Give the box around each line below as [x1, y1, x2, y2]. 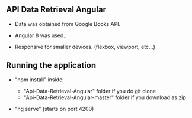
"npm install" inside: [14, 76, 64, 83]
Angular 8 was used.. [14, 32, 67, 39]
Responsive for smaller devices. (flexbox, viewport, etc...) [14, 43, 156, 50]
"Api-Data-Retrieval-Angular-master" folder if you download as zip [23, 94, 187, 101]
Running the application [6, 60, 97, 70]
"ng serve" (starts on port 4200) [14, 105, 94, 112]
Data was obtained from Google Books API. [14, 20, 121, 27]
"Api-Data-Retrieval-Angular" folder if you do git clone [23, 87, 156, 94]
